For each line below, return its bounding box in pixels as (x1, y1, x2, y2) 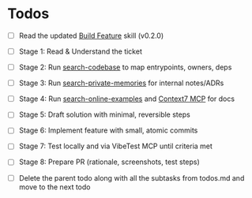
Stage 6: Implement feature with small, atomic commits (18, 125, 198, 135)
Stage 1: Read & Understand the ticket (18, 47, 143, 56)
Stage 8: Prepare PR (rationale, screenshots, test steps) (18, 157, 201, 166)
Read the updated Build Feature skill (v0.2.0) (18, 31, 164, 40)
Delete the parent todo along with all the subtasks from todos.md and (18, 173, 245, 182)
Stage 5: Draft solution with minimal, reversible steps (18, 110, 190, 119)
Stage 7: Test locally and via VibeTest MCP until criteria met (18, 141, 213, 151)
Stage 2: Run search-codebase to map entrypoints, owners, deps (18, 62, 232, 72)
